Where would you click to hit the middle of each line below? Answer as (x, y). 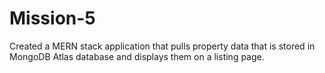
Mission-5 (52, 18)
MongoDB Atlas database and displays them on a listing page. (137, 56)
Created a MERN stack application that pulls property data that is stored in (162, 46)
